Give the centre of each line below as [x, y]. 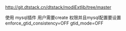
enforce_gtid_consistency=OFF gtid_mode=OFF [54, 23]
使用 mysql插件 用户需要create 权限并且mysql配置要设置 [63, 17]
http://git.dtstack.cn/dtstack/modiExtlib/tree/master [58, 7]
